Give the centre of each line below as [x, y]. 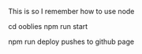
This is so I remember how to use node [71, 11]
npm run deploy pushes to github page [71, 41]
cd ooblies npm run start [48, 26]
